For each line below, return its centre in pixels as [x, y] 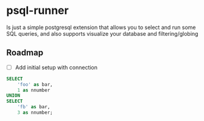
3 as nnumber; [35, 113]
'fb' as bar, [34, 107]
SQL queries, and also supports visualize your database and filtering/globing [102, 33]
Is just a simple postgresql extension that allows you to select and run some [101, 27]
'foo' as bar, [35, 84]
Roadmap [25, 53]
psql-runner [37, 11]
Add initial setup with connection [56, 67]
